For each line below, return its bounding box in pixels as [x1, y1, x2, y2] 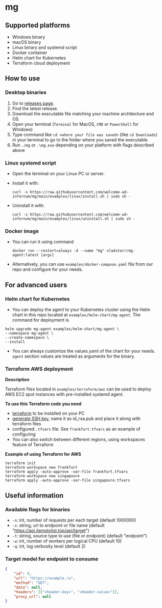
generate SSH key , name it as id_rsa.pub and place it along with [12, 415, 141, 421]
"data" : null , [14, 585, 43, 590]
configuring [12, 431, 36, 437]
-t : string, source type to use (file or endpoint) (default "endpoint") [12, 532, 147, 539]
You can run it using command [12, 239, 74, 245]
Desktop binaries [5, 89, 46, 96]
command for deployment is [12, 317, 69, 323]
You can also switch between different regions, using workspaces [12, 437, 145, 442]
